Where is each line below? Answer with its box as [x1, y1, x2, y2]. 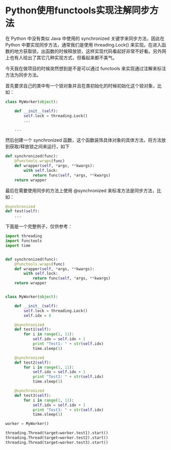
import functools [5, 238, 42, 243]
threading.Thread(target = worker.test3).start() [5, 440, 109, 445]
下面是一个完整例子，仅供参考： [5, 223, 72, 230]
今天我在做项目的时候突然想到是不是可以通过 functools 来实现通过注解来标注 [5, 65, 166, 72]
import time [5, 243, 31, 248]
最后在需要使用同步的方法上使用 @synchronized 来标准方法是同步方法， [5, 187, 157, 193]
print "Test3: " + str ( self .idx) [32, 407, 104, 412]
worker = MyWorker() [5, 421, 50, 426]
